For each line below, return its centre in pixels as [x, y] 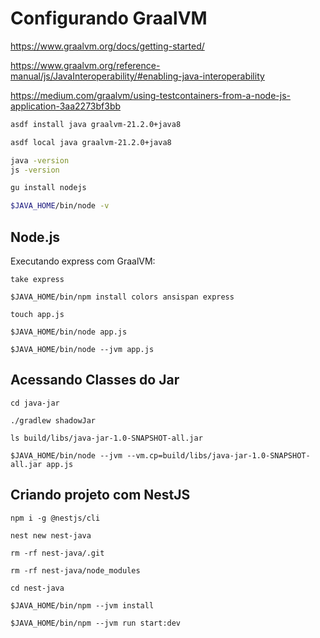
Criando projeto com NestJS [100, 495]
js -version [35, 170]
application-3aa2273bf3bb [66, 106]
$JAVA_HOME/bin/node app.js [69, 332]
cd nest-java [37, 588]
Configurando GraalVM [109, 18]
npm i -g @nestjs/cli [55, 518]
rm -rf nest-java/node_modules [75, 570]
